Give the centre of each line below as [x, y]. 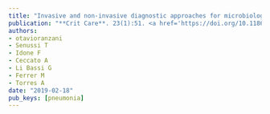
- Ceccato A [28, 61]
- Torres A [27, 83]
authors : [23, 31]
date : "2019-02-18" [41, 90]
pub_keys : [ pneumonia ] [46, 98]
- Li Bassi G [30, 68]
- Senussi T [28, 46]
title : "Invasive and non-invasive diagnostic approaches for [115, 16]
